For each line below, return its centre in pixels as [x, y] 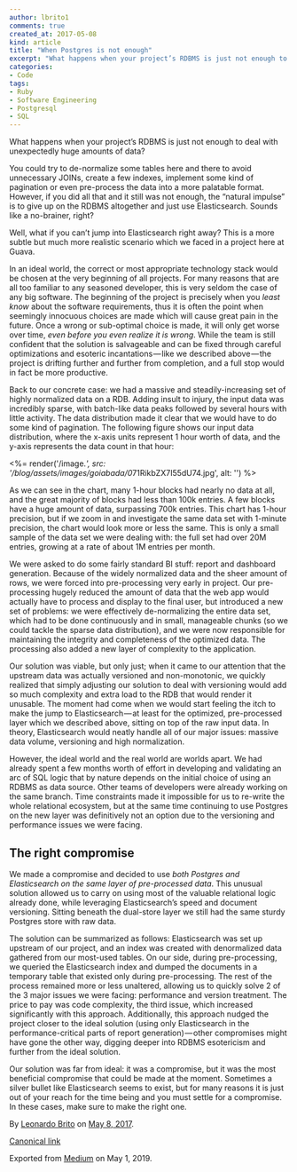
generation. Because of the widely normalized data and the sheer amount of [148, 574]
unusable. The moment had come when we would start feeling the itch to [143, 704]
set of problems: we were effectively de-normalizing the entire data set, [140, 611]
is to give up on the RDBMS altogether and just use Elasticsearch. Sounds [144, 206]
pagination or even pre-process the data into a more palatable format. [137, 187]
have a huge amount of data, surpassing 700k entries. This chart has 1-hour [148, 509]
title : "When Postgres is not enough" [81, 51]
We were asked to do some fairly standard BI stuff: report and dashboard [143, 564]
